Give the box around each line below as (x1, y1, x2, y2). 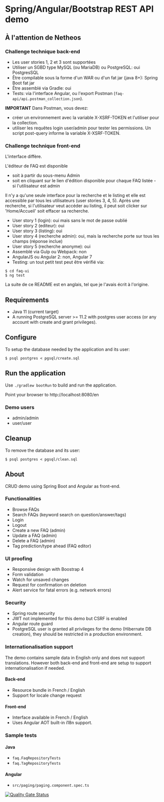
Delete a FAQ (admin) (12, 537, 55, 543)
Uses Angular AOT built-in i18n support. (12, 720, 93, 726)
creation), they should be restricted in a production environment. (12, 631, 143, 637)
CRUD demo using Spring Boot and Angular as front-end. (5, 483, 121, 489)
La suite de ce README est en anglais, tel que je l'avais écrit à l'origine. (5, 282, 149, 288)
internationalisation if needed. (5, 665, 65, 671)
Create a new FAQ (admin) (12, 527, 66, 533)
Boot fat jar (12, 80, 35, 86)
